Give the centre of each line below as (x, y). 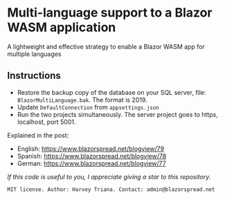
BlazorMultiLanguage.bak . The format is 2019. (82, 100)
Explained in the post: (38, 135)
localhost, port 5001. (46, 122)
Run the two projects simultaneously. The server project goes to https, (117, 114)
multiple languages (34, 54)
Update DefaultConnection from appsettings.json (88, 107)
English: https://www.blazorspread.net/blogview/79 (91, 148)
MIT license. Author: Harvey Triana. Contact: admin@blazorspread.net (111, 189)
